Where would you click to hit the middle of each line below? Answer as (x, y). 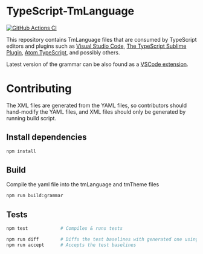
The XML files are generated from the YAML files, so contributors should (97, 105)
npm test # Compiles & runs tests (64, 229)
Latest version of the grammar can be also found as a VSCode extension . (97, 64)
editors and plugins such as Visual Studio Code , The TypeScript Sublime (96, 46)
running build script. (31, 118)
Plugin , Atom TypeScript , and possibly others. (63, 52)
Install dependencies (47, 137)
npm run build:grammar (35, 196)
